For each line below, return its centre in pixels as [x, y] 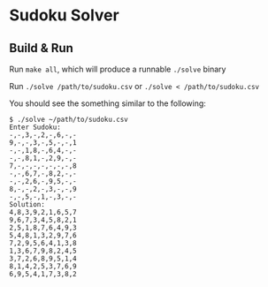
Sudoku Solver [64, 15]
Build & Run [41, 48]
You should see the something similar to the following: [107, 103]
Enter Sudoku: [35, 127]
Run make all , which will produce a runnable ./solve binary [118, 69]
